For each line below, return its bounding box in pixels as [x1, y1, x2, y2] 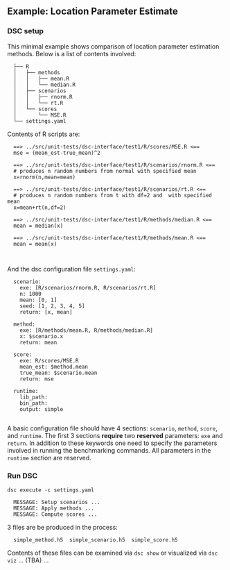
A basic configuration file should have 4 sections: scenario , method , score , [7, 424, 218, 433]
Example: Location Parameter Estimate [7, 6, 178, 17]
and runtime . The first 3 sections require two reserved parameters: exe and [7, 431, 223, 439]
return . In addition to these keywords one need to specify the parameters [7, 439, 218, 447]
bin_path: [19, 399, 48, 407]
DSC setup [7, 26, 44, 36]
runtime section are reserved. [7, 453, 91, 462]
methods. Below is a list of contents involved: [7, 49, 136, 58]
